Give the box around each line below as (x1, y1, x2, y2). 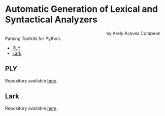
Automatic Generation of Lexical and (5, 3, 158, 15)
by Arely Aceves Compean (106, 30, 161, 36)
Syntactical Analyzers (5, 14, 98, 25)
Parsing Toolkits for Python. (5, 36, 62, 41)
